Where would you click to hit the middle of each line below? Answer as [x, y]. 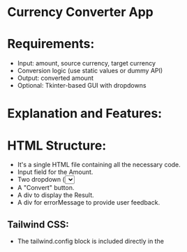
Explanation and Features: [85, 114]
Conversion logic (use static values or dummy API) [90, 71]
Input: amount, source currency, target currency [86, 63]
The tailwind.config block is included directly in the [90, 242]
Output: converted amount [55, 78]
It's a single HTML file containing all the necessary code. [99, 165]
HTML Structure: [57, 145]
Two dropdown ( [41, 180]
